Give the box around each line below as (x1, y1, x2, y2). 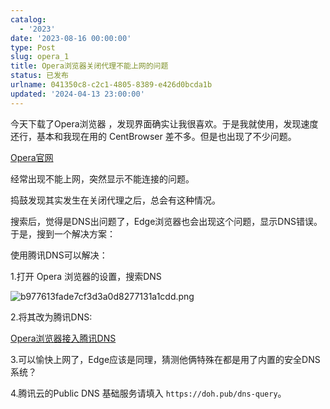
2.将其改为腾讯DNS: (10, 311, 93, 323)
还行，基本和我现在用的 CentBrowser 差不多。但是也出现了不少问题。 (10, 130, 297, 142)
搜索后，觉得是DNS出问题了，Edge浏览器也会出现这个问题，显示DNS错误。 (10, 215, 323, 227)
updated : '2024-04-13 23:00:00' (10, 89, 145, 99)
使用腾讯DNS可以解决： (10, 249, 108, 261)
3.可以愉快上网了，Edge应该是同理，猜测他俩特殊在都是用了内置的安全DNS (10, 353, 321, 365)
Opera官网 (10, 151, 54, 163)
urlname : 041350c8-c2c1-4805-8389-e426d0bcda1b (10, 80, 213, 90)
